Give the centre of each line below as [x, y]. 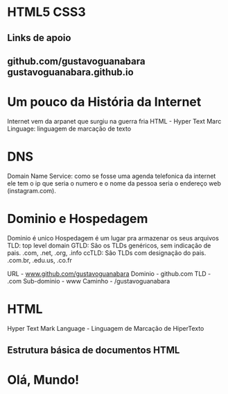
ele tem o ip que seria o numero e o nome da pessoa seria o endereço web [114, 183]
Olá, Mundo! [43, 380]
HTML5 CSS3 [47, 12]
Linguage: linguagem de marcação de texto [69, 129]
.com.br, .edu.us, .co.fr [40, 260]
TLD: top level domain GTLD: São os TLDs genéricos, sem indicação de [109, 245]
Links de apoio [39, 38]
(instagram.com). [32, 190]
